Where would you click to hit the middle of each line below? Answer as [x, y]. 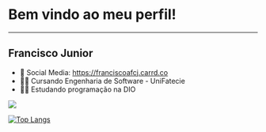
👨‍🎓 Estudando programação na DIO [78, 89]
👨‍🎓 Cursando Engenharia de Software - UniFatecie [103, 81]
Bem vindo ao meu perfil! [92, 15]
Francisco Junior [51, 53]
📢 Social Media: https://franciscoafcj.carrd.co [94, 72]
